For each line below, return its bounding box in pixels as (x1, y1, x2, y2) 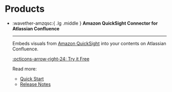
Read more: (12, 65, 37, 72)
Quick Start (20, 76, 44, 82)
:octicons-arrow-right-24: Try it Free (12, 56, 90, 62)
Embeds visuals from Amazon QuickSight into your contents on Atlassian (12, 40, 166, 46)
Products (5, 3, 45, 15)
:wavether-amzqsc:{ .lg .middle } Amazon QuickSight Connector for (12, 20, 158, 26)
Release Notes (20, 81, 51, 87)
